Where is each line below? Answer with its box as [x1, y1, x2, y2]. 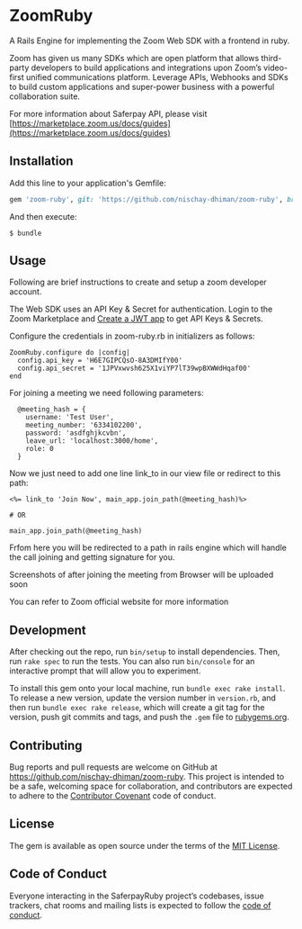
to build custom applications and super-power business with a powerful [9, 81, 275, 92]
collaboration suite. [9, 91, 81, 102]
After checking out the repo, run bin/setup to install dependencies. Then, [9, 646, 280, 657]
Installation [9, 154, 74, 169]
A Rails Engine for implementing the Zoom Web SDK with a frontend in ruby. [9, 35, 290, 46]
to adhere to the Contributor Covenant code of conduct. [9, 790, 217, 801]
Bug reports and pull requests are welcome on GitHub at [9, 762, 218, 772]
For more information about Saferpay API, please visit [9, 108, 208, 119]
